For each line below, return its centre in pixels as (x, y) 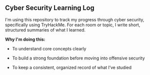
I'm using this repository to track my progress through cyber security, (75, 19)
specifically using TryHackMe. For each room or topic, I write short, (73, 25)
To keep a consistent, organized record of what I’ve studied (72, 67)
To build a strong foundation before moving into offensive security (78, 58)
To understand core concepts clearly (49, 48)
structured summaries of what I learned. (45, 30)
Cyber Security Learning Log (50, 8)
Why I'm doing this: (25, 39)
